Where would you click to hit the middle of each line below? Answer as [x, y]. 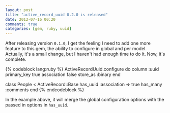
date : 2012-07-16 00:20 [31, 19]
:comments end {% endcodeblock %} [45, 90]
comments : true [21, 24]
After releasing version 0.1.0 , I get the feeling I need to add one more [78, 43]
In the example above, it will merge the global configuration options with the [85, 100]
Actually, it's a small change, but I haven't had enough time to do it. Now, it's [85, 54]
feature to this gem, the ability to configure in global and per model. [76, 49]
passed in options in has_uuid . [37, 105]
